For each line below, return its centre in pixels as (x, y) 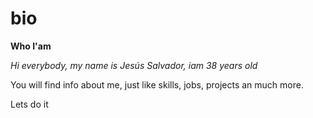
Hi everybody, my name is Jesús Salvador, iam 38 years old (134, 65)
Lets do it (29, 104)
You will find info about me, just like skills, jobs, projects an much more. (157, 84)
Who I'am (31, 46)
